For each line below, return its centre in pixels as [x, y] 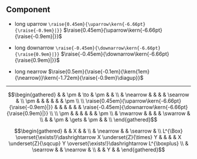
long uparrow [31, 23]
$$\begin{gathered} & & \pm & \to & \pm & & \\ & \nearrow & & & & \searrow [98, 94]
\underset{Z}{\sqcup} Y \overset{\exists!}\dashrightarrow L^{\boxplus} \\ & [98, 143]
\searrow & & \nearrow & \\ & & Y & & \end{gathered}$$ [98, 150]
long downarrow [34, 48]
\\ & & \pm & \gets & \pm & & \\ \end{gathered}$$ [98, 119]
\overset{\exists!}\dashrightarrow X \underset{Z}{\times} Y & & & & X [98, 137]
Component [28, 10]
